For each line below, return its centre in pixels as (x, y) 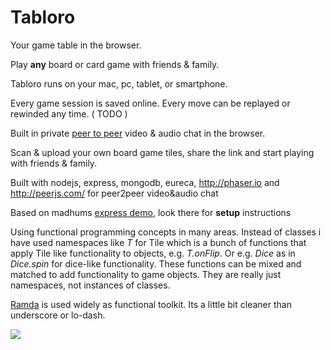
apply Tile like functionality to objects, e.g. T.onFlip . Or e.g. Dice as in (153, 253)
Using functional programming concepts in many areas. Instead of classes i (166, 232)
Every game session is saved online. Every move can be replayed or (150, 103)
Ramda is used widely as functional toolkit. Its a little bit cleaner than (151, 304)
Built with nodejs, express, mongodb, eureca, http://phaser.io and (145, 182)
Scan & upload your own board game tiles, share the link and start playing (162, 152)
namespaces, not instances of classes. (90, 285)
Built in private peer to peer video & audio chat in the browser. (138, 133)
